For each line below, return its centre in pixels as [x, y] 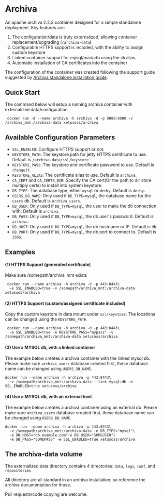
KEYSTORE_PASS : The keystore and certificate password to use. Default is [83, 165]
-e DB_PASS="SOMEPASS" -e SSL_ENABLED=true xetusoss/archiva [72, 439]
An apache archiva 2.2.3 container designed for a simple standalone [73, 22]
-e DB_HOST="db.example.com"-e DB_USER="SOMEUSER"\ [63, 435]
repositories [18, 470]
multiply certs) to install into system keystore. [57, 185]
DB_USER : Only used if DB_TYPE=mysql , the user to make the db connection [84, 206]
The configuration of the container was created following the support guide [80, 72]
